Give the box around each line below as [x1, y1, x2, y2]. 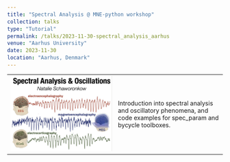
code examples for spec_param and [118, 113, 219, 122]
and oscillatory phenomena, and [118, 106, 209, 114]
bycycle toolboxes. [118, 120, 171, 129]
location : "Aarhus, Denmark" [7, 55, 90, 62]
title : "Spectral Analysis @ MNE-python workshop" [7, 11, 155, 18]
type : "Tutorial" [7, 25, 57, 32]
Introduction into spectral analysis [118, 99, 214, 107]
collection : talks [7, 18, 60, 25]
